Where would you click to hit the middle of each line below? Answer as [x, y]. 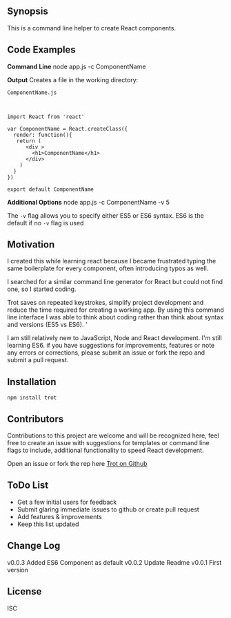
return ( [29, 141]
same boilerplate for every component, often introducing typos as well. [108, 268]
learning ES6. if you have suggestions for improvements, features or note [111, 346]
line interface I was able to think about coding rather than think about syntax [115, 317]
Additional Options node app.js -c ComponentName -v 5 [89, 202]
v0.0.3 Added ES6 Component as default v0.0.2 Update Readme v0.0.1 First [114, 562]
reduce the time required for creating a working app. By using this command [115, 310]
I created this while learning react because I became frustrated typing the [112, 261]
